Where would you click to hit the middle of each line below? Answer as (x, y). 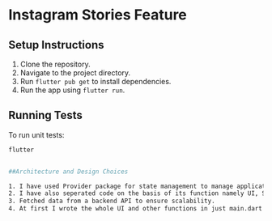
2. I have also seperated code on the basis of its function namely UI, (134, 193)
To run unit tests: (36, 134)
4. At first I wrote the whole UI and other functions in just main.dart (136, 209)
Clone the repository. (55, 64)
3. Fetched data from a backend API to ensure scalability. (112, 201)
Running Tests (45, 115)
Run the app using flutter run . (72, 90)
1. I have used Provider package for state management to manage (121, 186)
